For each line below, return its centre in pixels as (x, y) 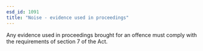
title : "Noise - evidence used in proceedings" (68, 18)
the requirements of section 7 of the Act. (57, 41)
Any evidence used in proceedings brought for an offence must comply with (102, 35)
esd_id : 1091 (23, 12)
